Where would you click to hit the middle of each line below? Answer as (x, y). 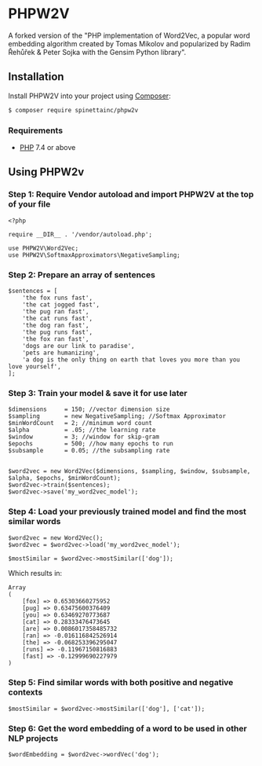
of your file (29, 204)
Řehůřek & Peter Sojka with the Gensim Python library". (97, 52)
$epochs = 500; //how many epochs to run (91, 444)
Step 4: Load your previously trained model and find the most (127, 511)
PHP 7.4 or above (47, 147)
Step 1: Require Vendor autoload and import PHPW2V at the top (131, 195)
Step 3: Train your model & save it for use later (98, 393)
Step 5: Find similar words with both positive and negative (121, 683)
